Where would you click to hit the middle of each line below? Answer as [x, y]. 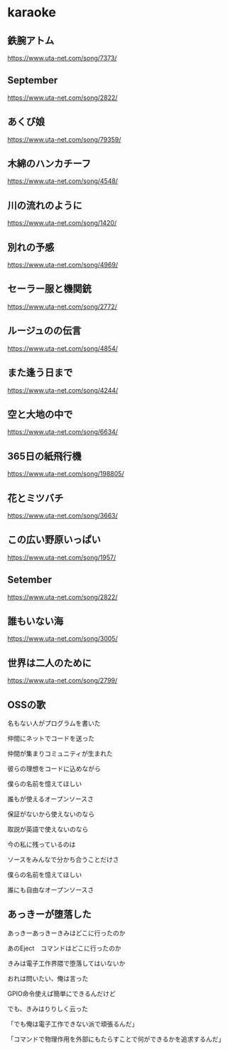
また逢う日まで [40, 372]
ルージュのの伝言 [44, 331]
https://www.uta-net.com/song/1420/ [62, 223]
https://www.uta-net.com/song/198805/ [66, 474]
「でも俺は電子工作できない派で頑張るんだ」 [73, 1024]
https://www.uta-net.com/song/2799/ [63, 681]
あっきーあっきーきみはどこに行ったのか [66, 933]
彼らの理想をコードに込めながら [54, 768]
